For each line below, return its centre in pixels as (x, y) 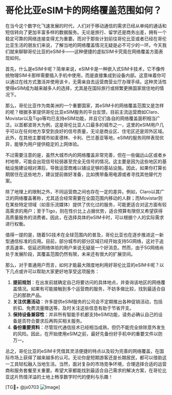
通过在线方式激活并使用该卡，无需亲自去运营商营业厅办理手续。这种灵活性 (88, 82)
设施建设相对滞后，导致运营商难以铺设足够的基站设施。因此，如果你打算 (86, 168)
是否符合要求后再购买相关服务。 (51, 321)
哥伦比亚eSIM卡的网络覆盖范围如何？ (84, 11)
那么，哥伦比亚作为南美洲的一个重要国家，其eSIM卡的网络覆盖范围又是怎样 (85, 105)
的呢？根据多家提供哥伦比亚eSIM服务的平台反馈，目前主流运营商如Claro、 (84, 112)
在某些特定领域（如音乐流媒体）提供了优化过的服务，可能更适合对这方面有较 (86, 204)
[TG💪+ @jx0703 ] (33, 387)
